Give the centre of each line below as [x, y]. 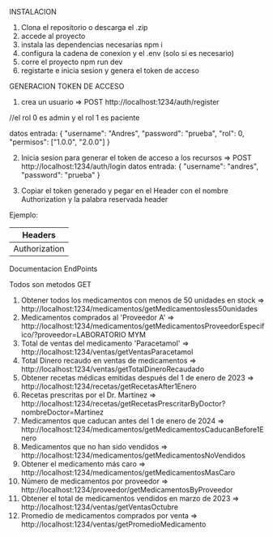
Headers [39, 235]
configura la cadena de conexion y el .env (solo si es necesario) [127, 53]
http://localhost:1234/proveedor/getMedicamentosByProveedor [127, 490]
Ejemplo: [24, 215]
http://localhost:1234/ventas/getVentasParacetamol [107, 352]
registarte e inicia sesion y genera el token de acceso [110, 71]
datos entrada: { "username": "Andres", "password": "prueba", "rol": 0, [127, 133]
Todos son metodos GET [51, 284]
